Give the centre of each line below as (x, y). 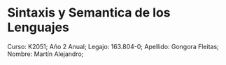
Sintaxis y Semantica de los (89, 13)
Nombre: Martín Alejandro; (45, 54)
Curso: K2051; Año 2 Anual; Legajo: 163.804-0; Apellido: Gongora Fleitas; (113, 46)
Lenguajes (38, 27)
